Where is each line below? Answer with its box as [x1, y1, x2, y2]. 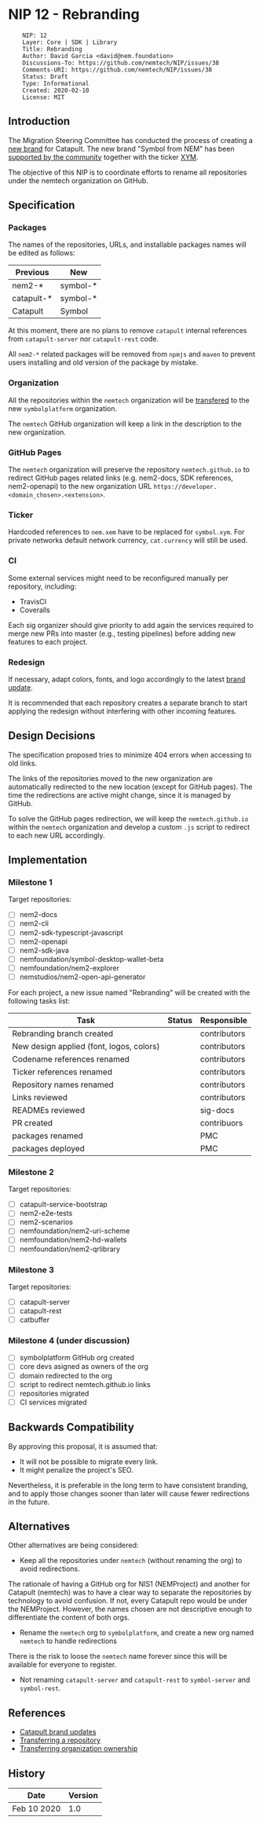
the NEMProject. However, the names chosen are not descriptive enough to [8, 1605, 253, 1614]
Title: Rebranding [22, 45, 82, 53]
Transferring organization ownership [19, 1744, 138, 1753]
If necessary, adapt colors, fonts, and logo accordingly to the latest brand [8, 674, 246, 684]
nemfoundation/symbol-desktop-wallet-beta [19, 954, 164, 963]
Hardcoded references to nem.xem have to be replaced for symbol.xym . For [8, 527, 245, 537]
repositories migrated [19, 1389, 89, 1398]
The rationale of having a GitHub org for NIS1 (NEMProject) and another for [8, 1580, 250, 1589]
